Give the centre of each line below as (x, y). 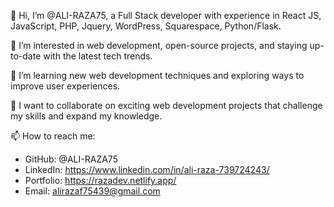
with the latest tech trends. (98, 56)
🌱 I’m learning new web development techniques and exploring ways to (157, 75)
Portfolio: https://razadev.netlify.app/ (100, 180)
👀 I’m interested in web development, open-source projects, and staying (159, 45)
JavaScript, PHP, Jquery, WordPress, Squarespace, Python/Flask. (146, 26)
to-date (26, 56)
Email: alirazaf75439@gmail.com (92, 191)
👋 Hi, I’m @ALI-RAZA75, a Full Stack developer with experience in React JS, (166, 15)
